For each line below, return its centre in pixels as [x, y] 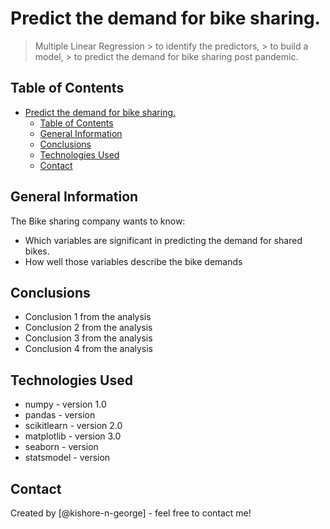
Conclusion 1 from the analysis [88, 317]
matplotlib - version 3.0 [73, 436]
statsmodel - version [67, 458]
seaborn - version [61, 447]
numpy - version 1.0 [65, 404]
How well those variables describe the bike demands [133, 261]
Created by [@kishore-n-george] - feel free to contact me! [131, 513]
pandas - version [60, 415]
